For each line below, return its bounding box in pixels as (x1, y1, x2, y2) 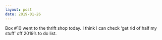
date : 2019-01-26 (5, 12, 41, 17)
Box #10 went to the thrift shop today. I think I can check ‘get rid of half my (5, 25, 157, 31)
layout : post (5, 7, 32, 12)
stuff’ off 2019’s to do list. (5, 30, 57, 36)
